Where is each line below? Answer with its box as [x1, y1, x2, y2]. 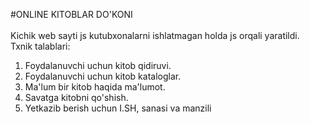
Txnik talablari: [10, 40, 71, 52]
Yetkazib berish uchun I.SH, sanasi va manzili [24, 102, 212, 114]
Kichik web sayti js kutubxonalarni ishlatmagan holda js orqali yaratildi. [10, 30, 300, 41]
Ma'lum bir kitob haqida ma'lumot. [24, 81, 166, 93]
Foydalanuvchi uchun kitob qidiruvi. [24, 60, 172, 71]
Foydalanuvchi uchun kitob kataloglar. [24, 70, 182, 82]
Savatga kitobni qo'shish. [24, 92, 129, 103]
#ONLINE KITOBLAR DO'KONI [10, 9, 133, 20]
